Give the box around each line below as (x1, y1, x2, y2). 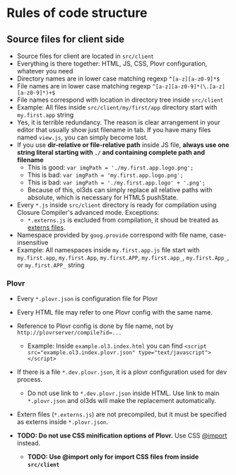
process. (16, 375, 43, 384)
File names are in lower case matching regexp (16, 82, 151, 90)
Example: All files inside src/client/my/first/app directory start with (16, 103, 218, 111)
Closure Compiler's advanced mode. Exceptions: (16, 209, 160, 216)
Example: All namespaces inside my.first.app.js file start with (16, 246, 200, 254)
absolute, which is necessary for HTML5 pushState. (27, 193, 178, 201)
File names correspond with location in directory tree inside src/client (16, 95, 224, 104)
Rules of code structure (6, 5, 148, 21)
